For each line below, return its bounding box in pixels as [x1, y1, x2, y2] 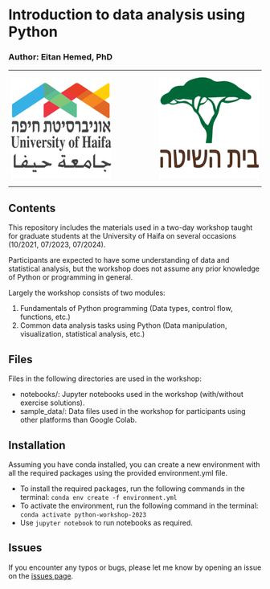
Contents [8, 201, 56, 215]
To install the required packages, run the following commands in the [19, 484, 245, 493]
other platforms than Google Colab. [19, 415, 137, 425]
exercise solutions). [19, 398, 85, 407]
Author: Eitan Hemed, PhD [8, 51, 113, 63]
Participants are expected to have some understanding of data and [8, 256, 230, 265]
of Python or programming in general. [8, 272, 133, 282]
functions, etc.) [19, 312, 71, 322]
